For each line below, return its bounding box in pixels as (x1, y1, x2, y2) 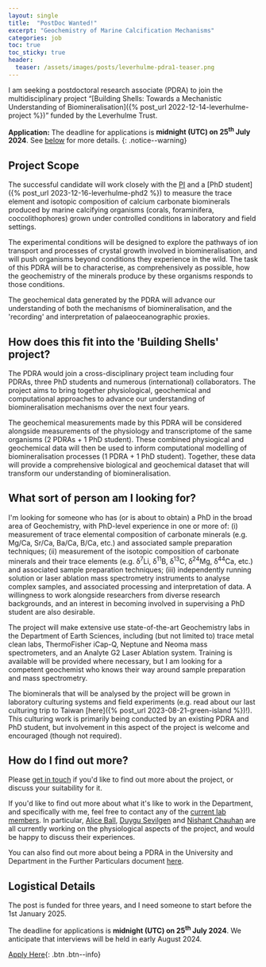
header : (8, 56, 34, 64)
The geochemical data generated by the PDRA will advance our (8, 295, 216, 305)
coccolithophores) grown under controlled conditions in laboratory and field (8, 214, 256, 223)
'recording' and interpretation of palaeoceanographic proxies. (8, 312, 210, 322)
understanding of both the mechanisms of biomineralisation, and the (8, 304, 233, 313)
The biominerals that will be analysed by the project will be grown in (8, 689, 231, 698)
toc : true (8, 41, 41, 49)
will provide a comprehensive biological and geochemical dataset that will (8, 460, 250, 470)
